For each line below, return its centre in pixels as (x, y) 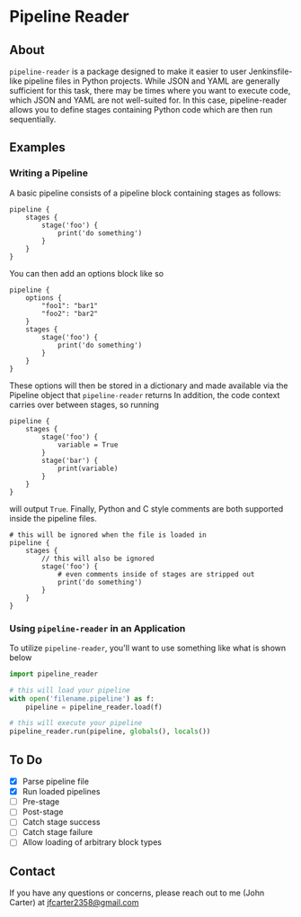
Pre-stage (41, 802)
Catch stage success (61, 822)
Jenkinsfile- (270, 71)
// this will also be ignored (98, 558)
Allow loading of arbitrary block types (92, 842)
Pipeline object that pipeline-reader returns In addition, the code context (145, 395)
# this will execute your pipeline (76, 723)
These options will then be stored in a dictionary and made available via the (149, 386)
